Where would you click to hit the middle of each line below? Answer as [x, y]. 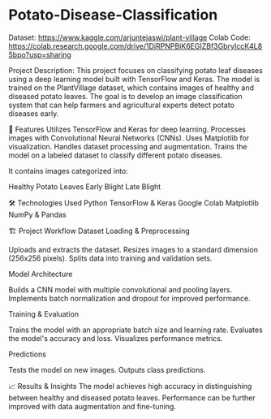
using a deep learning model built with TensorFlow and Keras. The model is [134, 79]
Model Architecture [41, 274]
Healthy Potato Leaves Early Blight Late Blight [85, 186]
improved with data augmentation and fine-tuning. [92, 406]
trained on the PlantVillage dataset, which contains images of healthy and [131, 88]
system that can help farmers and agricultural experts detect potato [122, 105]
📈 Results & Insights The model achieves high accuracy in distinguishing [130, 386]
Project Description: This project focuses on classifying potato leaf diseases [136, 70]
